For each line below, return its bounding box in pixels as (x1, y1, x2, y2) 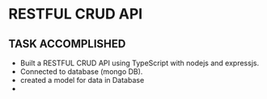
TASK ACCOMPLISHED (8, 37, 126, 51)
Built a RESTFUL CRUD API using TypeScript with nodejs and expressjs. (19, 58, 260, 68)
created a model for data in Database (19, 76, 145, 85)
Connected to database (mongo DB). (19, 67, 143, 76)
